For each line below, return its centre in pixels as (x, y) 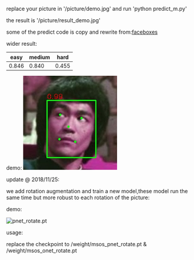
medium (40, 57)
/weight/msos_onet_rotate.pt (42, 251)
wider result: (22, 44)
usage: (15, 233)
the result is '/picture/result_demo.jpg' (53, 20)
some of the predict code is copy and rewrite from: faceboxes (82, 32)
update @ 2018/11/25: (33, 179)
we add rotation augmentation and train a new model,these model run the (97, 191)
